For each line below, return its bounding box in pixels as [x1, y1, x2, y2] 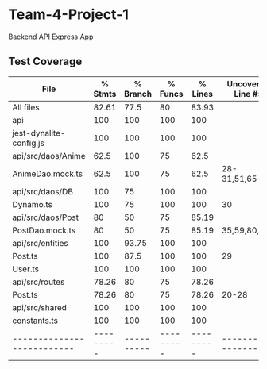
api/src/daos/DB [12, 186, 74, 197]
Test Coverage [8, 55, 83, 68]
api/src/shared [12, 302, 68, 313]
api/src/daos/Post [12, 212, 79, 223]
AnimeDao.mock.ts [12, 168, 83, 179]
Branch [124, 88, 153, 99]
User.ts [12, 263, 40, 275]
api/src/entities [12, 237, 69, 248]
